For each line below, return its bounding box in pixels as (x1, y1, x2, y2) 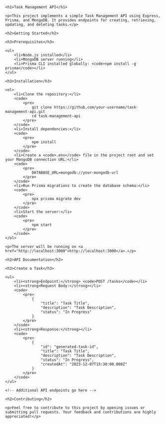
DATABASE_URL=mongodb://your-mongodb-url (31, 170, 119, 175)
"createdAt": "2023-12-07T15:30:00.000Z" (40, 362, 127, 367)
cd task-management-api (31, 113, 81, 118)
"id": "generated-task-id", (40, 344, 99, 349)
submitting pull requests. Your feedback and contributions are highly (5, 410, 156, 415)
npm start (31, 222, 52, 227)
